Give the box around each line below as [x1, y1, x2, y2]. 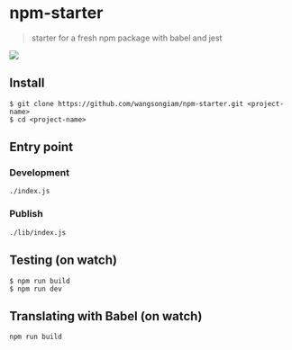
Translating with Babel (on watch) [9, 309, 203, 324]
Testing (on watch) [9, 253, 117, 268]
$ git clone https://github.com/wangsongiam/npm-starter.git [9, 99, 244, 108]
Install [9, 76, 45, 91]
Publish [9, 208, 43, 220]
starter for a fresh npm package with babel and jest [31, 32, 223, 43]
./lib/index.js [9, 228, 67, 237]
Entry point [9, 139, 74, 155]
